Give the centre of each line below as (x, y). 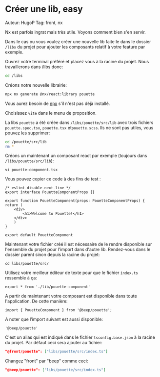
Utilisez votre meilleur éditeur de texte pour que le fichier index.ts (71, 273)
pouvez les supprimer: (28, 133)
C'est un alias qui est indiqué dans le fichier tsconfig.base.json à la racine (80, 337)
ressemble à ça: (21, 278)
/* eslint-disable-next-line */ (38, 188)
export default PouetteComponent (39, 235)
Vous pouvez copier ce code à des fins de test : (53, 179)
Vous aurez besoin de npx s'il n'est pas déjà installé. (58, 103)
